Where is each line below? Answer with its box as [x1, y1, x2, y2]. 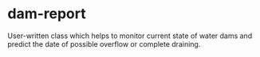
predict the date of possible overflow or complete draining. [7, 39, 201, 48]
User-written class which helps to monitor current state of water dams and [7, 31, 253, 40]
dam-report [7, 5, 86, 23]
